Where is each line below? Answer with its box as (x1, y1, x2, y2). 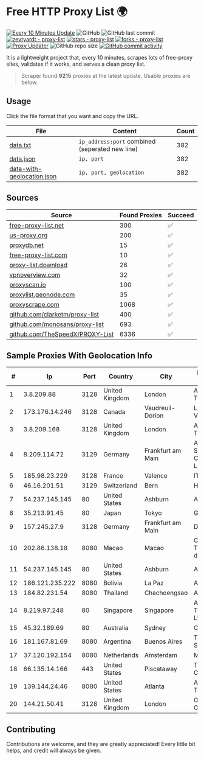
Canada (103, 408, 126, 416)
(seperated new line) (78, 144, 138, 153)
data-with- (9, 164, 42, 173)
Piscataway (144, 664, 177, 673)
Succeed (168, 211, 194, 219)
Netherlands (103, 651, 138, 660)
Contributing (6, 724, 56, 734)
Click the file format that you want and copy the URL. (6, 112, 138, 119)
